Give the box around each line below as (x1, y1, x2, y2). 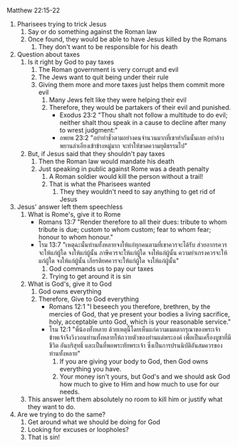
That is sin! (27, 433, 61, 441)
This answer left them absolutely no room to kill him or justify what (27, 395, 223, 404)
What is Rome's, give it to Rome (27, 210, 121, 218)
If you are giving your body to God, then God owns (59, 357, 208, 366)
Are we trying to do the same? (16, 410, 106, 418)
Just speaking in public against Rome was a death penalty (38, 165, 209, 173)
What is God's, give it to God (27, 279, 112, 288)
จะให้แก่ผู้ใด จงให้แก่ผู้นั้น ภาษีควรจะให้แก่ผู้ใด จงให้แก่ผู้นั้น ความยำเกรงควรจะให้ (38, 249, 228, 257)
